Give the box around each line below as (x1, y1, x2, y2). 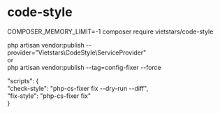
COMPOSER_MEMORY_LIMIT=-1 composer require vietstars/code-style (7, 27, 214, 36)
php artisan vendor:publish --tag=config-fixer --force (7, 63, 162, 71)
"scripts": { (7, 76, 39, 85)
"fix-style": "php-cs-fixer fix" (7, 92, 91, 100)
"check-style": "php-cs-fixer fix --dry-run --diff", (7, 84, 149, 92)
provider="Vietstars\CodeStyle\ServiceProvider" (7, 48, 147, 57)
